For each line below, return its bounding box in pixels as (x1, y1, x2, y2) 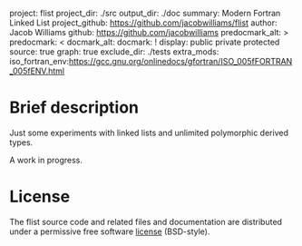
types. (9, 136, 34, 148)
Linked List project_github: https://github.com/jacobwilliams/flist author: (9, 17, 278, 28)
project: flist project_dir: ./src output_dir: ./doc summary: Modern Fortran (9, 8, 281, 18)
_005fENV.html (9, 65, 65, 76)
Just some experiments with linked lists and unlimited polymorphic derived (9, 127, 288, 138)
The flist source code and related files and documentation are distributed (9, 216, 283, 227)
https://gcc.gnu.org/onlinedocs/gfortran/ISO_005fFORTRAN (68, 56, 293, 66)
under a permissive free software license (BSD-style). (9, 226, 210, 237)
